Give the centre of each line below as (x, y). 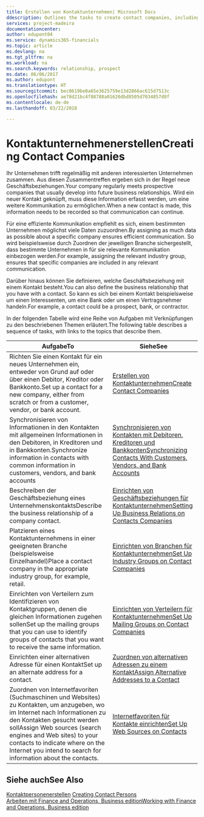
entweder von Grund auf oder (52, 372)
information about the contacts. (54, 758)
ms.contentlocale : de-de (38, 102)
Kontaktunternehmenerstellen (84, 143)
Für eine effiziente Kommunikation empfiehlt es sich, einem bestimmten (96, 224)
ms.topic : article (29, 46)
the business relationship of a (51, 513)
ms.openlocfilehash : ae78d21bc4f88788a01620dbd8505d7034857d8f (88, 97)
